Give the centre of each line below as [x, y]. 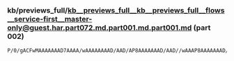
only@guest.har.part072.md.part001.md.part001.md [100, 28]
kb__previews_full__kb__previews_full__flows [146, 10]
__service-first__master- [50, 19]
